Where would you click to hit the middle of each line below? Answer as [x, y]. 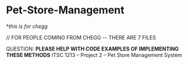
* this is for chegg [27, 26]
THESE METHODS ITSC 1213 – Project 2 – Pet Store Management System [94, 55]
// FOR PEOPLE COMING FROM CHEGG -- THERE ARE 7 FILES [81, 37]
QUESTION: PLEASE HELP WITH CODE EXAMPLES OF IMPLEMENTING [93, 49]
